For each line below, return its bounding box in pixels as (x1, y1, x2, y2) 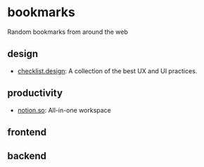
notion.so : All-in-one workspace (17, 106, 111, 114)
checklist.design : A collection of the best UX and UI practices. (17, 66, 198, 75)
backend (7, 150, 47, 162)
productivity (7, 87, 63, 99)
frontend (7, 126, 47, 138)
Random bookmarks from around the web (7, 27, 128, 36)
